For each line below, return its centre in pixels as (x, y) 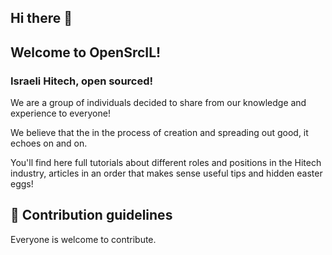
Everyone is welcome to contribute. (83, 239)
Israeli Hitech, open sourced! (82, 81)
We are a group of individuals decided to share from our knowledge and (158, 103)
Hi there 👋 (41, 18)
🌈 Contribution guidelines (91, 215)
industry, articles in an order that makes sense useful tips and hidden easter (166, 173)
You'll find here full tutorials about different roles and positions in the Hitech (166, 163)
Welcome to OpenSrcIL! (86, 52)
